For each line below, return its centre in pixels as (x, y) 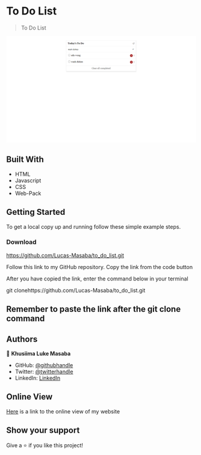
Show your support (43, 431)
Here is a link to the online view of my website (63, 411)
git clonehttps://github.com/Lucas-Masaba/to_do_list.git (76, 290)
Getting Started (36, 212)
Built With (25, 160)
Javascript (28, 180)
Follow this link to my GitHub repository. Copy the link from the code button (100, 267)
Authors (22, 339)
